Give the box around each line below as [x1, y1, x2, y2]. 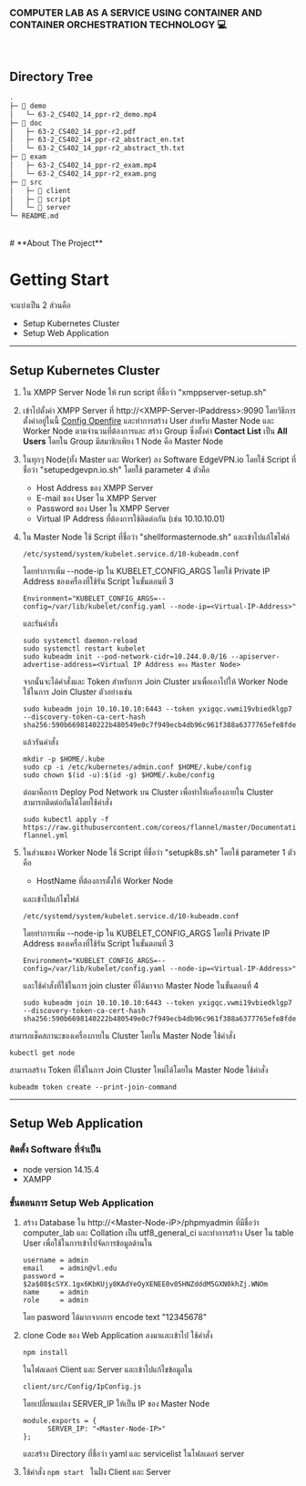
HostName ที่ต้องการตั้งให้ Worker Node [36, 875, 174, 886]
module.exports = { [22, 1416, 97, 1425]
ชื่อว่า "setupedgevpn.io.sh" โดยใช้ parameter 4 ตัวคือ [22, 464, 210, 475]
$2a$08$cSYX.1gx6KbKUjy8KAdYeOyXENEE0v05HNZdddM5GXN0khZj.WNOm [22, 1279, 269, 1288]
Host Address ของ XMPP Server [36, 482, 154, 493]
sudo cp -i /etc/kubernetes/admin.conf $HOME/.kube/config [22, 763, 252, 772]
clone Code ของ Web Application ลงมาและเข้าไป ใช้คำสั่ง [22, 1329, 213, 1340]
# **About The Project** [9, 238, 103, 249]
